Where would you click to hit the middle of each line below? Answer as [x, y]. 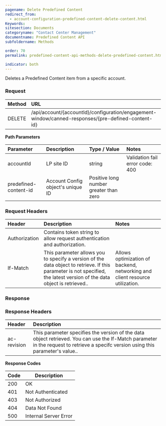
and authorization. [65, 244]
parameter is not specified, [75, 271]
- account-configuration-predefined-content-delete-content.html [78, 19]
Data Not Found [43, 408]
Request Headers [26, 211]
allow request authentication [77, 238]
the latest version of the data [77, 277]
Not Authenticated [47, 392]
